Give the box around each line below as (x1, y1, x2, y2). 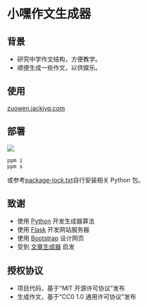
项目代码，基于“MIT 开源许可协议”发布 (16, 284, 125, 293)
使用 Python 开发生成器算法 (16, 217, 95, 226)
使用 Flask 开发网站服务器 (16, 226, 90, 234)
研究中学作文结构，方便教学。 (16, 55, 101, 63)
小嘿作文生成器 (7, 6, 92, 22)
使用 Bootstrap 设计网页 (16, 234, 84, 243)
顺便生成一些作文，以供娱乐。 (16, 64, 101, 72)
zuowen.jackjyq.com (7, 104, 66, 112)
